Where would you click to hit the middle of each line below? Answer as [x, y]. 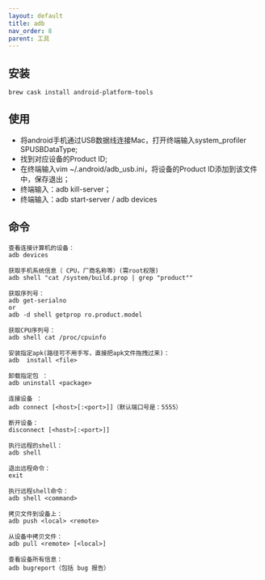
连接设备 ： [25, 398]
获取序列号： [27, 293]
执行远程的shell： [36, 446]
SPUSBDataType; [49, 149]
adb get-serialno [38, 300]
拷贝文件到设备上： [36, 514]
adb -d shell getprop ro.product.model [76, 315]
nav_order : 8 [30, 31]
